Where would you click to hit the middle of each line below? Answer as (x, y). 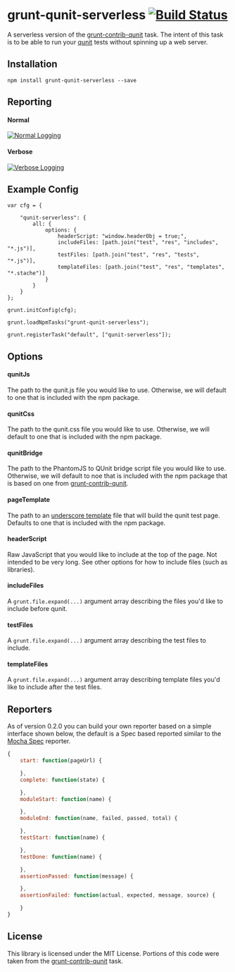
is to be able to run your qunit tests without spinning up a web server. (108, 42)
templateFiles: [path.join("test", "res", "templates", (141, 267)
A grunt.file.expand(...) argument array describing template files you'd (114, 680)
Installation (32, 64)
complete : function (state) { (63, 780)
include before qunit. (38, 608)
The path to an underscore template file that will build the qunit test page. (114, 515)
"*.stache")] (26, 273)
